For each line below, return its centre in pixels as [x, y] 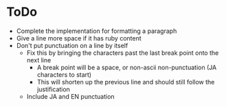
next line [39, 60]
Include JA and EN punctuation [70, 96]
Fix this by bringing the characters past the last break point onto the [123, 53]
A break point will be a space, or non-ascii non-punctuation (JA [127, 67]
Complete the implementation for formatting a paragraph [97, 31]
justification [53, 89]
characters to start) [64, 74]
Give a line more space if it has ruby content [79, 38]
